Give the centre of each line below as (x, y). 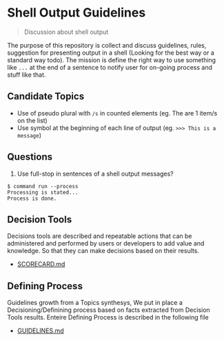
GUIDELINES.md (40, 331)
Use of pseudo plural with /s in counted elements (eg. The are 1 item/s (117, 113)
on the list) (32, 120)
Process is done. (32, 199)
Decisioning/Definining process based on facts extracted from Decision (109, 310)
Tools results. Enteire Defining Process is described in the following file (108, 317)
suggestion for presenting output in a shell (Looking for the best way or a (111, 53)
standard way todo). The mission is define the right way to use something (111, 59)
